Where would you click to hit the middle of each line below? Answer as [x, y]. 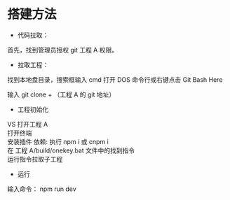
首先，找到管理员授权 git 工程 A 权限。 [62, 50]
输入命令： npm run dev [42, 189]
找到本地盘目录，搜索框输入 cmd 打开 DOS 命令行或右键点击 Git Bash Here [115, 79]
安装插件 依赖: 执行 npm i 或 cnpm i [58, 141]
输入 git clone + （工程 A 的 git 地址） [61, 94]
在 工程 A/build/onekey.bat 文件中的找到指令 [71, 150]
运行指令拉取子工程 [35, 159]
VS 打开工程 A [28, 124]
